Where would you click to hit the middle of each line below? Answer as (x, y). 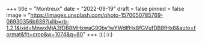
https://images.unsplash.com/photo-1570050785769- (96, 15)
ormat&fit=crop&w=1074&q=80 (45, 34)
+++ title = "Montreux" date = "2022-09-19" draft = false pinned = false (95, 9)
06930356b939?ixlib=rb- (38, 21)
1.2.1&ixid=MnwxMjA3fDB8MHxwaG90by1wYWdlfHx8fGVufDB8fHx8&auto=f (101, 28)
